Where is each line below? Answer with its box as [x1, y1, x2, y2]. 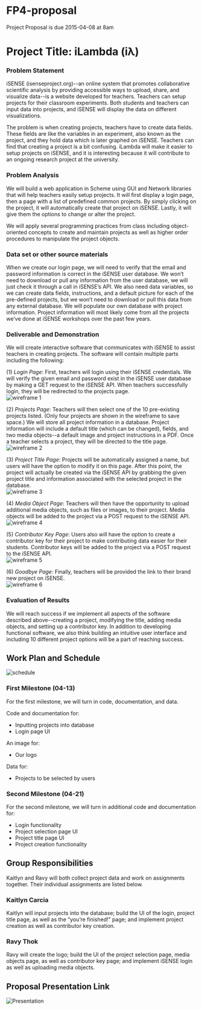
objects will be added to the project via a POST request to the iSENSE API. [6, 513, 191, 520]
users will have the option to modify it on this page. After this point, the [6, 463, 182, 470]
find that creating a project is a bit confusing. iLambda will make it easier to [6, 143, 193, 150]
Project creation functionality [14, 841, 87, 848]
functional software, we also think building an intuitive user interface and [6, 629, 187, 636]
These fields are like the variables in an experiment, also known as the [6, 130, 181, 138]
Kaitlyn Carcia [6, 895, 49, 904]
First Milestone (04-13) [6, 684, 75, 692]
